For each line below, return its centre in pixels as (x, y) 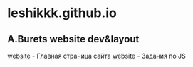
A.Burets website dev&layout (73, 39)
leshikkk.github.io (62, 13)
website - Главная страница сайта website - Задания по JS (97, 56)
